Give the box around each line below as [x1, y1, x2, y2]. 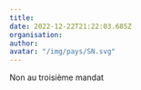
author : [9, 38, 39, 48]
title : [9, 13, 35, 23]
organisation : [9, 30, 64, 39]
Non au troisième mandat [9, 72, 105, 83]
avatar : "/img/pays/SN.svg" [9, 47, 116, 56]
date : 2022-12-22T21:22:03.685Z [9, 22, 132, 31]
